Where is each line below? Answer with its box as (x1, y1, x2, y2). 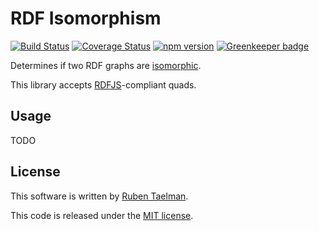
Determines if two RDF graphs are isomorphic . (10, 59, 202, 71)
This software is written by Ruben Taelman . (10, 190, 189, 202)
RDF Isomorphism (10, 7, 162, 30)
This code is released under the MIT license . (10, 209, 194, 221)
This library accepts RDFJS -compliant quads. (10, 78, 197, 91)
